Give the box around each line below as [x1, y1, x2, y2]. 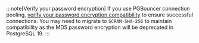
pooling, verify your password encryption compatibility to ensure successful [6, 11, 194, 18]
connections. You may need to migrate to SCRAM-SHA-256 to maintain [6, 18, 172, 24]
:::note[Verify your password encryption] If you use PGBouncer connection [6, 5, 190, 12]
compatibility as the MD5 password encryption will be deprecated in [6, 24, 174, 31]
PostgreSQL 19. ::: [6, 30, 50, 37]
